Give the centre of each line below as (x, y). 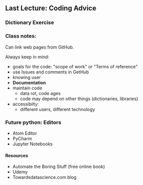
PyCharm (22, 138)
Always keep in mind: (27, 57)
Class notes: (21, 36)
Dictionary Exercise (30, 23)
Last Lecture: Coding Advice (51, 8)
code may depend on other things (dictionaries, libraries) (79, 99)
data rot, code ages (40, 93)
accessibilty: (26, 104)
